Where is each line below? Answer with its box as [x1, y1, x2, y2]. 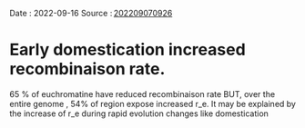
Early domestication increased [9, 40, 246, 60]
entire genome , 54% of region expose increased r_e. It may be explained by [9, 98, 296, 109]
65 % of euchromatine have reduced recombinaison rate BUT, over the [9, 88, 276, 99]
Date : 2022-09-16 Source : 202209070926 [9, 8, 173, 18]
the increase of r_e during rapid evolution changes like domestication [9, 108, 269, 119]
